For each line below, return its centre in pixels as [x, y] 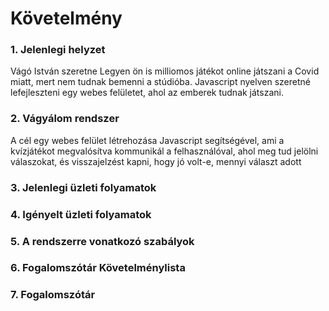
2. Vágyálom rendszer [65, 119]
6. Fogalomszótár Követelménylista [98, 268]
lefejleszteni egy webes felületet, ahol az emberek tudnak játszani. [147, 93]
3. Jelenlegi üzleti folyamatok [83, 187]
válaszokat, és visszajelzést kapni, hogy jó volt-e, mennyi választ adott [156, 161]
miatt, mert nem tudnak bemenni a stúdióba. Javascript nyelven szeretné [160, 82]
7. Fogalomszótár [53, 295]
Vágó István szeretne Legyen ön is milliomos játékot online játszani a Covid [165, 71]
